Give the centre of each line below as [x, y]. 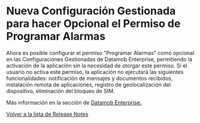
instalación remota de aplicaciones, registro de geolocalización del [89, 84]
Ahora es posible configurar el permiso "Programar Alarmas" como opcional [100, 53]
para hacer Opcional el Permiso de [93, 24]
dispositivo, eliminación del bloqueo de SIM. [60, 91]
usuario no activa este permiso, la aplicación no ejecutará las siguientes [95, 72]
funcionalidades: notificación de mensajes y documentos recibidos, [90, 78]
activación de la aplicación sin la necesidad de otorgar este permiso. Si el [97, 65]
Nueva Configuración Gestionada [91, 11]
